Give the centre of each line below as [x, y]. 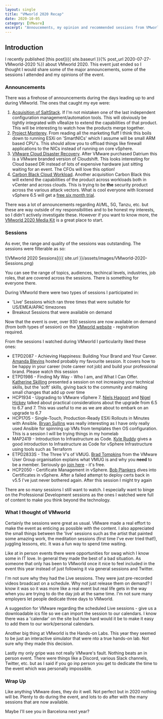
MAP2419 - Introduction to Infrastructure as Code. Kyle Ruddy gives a [82, 439]
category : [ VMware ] [25, 23]
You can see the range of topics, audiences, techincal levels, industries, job [81, 273]
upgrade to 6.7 [27, 413]
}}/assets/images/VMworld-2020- [113, 258]
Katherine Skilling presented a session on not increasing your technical [83, 382]
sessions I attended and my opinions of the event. [55, 74]
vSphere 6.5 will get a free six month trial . [54, 195]
